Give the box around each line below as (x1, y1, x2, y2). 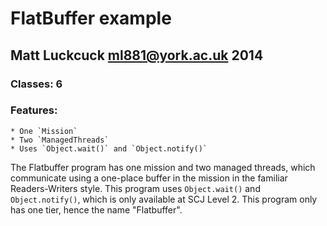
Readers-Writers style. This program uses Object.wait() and (10, 182, 261, 194)
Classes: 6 (10, 77, 63, 91)
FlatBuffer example (10, 7, 172, 30)
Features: (10, 103, 58, 117)
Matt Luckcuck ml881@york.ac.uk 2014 (10, 47, 264, 64)
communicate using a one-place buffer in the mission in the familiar (10, 172, 288, 184)
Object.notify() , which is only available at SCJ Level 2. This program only (10, 193, 318, 205)
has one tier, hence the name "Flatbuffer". (10, 203, 183, 216)
